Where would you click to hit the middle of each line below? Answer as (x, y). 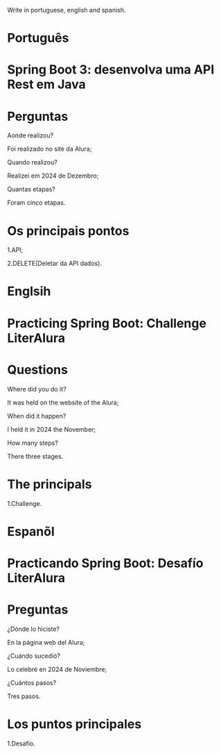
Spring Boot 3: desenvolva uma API (111, 70)
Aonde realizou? (30, 135)
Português (38, 38)
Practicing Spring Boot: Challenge (107, 323)
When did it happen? (37, 416)
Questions (37, 370)
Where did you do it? (37, 389)
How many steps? (33, 443)
